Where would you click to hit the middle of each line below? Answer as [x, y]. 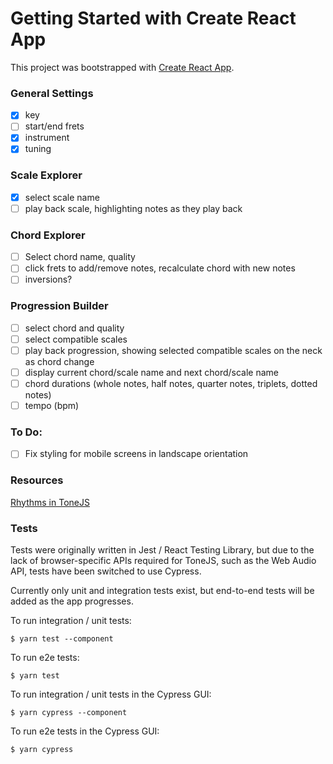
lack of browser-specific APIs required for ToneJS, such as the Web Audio [163, 561]
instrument [47, 138]
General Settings [52, 93]
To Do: [26, 432]
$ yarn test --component [62, 639]
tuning [38, 149]
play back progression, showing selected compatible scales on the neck [173, 350]
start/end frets [54, 126]
